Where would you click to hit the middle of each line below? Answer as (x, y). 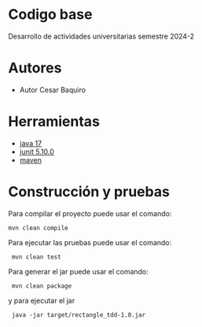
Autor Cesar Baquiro (53, 90)
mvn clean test (36, 257)
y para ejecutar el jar (42, 300)
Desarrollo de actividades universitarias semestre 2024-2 (101, 36)
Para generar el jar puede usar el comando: (79, 271)
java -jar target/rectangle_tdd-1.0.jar (79, 315)
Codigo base (50, 15)
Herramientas (54, 121)
